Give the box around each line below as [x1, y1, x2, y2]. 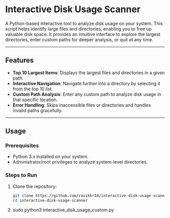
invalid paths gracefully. [12, 107, 63, 113]
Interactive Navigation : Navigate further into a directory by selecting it [12, 80, 160, 86]
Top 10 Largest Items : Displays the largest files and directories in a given [12, 70, 165, 76]
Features [5, 56, 34, 65]
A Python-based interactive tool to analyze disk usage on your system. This [5, 20, 163, 26]
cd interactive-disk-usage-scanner [12, 198, 88, 203]
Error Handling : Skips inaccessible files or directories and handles [12, 102, 151, 108]
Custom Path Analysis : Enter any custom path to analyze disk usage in [12, 91, 161, 97]
